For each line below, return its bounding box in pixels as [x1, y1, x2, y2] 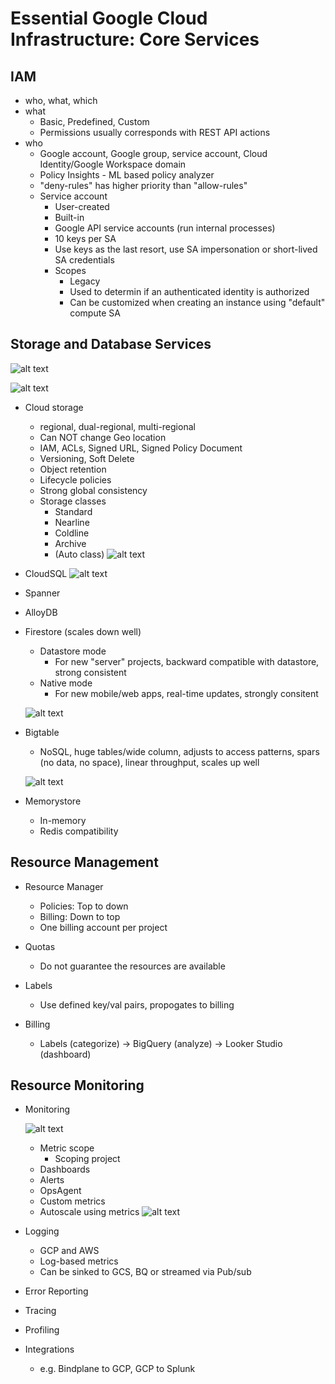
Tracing [24, 1305, 57, 1317]
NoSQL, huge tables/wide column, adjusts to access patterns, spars [39, 745, 320, 757]
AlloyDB [24, 606, 58, 618]
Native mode [39, 677, 93, 689]
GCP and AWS [39, 1245, 100, 1257]
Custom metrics [39, 1195, 106, 1207]
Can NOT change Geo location [39, 431, 167, 443]
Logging [24, 1225, 60, 1237]
